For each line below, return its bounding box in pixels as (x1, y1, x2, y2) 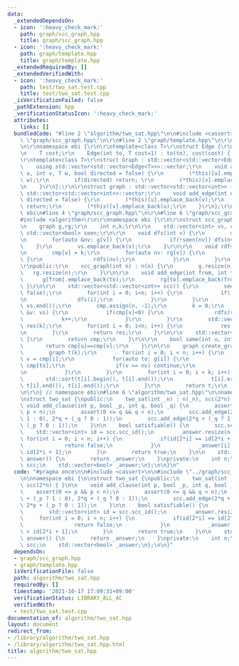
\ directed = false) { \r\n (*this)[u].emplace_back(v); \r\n (20, 196, 224, 203)
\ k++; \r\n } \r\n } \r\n (20, 316, 183, 323)
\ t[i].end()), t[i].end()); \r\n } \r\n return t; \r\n (20, 382, 228, 389)
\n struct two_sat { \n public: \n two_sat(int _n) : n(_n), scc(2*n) (20, 395, 231, 403)
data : (7, 10, 23, 18)
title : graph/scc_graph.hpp (20, 37, 103, 44)
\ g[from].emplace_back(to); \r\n (20, 276, 135, 283)
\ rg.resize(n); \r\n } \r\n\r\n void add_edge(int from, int (20, 269, 228, 276)
